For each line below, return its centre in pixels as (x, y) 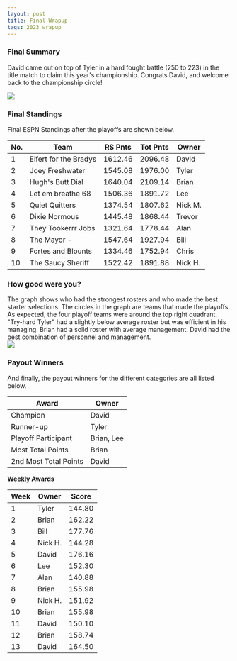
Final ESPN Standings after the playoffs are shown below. (91, 129)
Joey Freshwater (57, 170)
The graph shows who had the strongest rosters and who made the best (112, 299)
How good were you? (44, 284)
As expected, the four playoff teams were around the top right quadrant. (112, 315)
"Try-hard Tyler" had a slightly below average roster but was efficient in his (117, 322)
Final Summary (34, 52)
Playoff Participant (41, 438)
